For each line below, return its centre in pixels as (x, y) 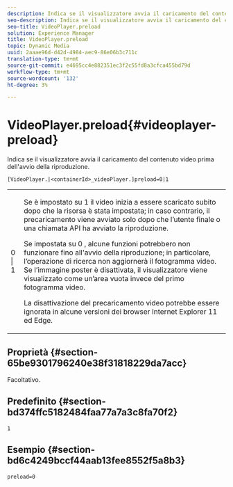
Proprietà (28, 352)
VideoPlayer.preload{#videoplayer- (112, 125)
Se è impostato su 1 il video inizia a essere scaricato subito (120, 202)
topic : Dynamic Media (38, 46)
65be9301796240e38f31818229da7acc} (97, 363)
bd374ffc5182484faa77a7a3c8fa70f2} (93, 412)
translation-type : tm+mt (43, 59)
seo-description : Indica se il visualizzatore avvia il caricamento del (114, 20)
